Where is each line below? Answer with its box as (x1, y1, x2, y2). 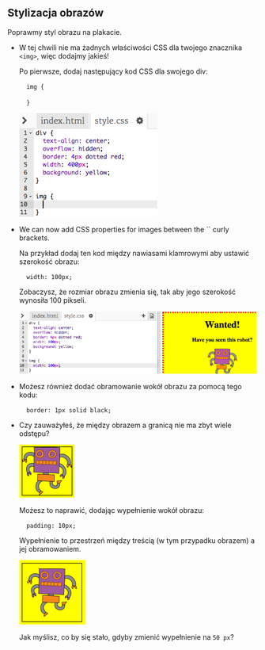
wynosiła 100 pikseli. (18, 295, 87, 304)
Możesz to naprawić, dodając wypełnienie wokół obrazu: (18, 505, 205, 514)
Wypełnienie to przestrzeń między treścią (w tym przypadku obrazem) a (18, 535, 255, 545)
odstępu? (18, 428, 50, 438)
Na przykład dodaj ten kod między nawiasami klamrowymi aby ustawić (18, 248, 250, 258)
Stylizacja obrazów (7, 6, 104, 20)
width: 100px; (26, 273, 73, 281)
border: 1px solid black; (26, 406, 112, 415)
